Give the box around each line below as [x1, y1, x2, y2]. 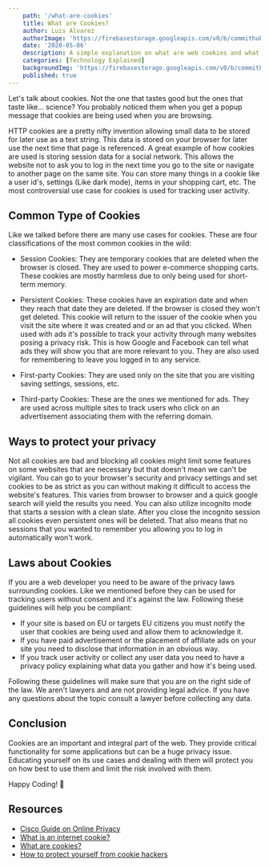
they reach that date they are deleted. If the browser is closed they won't [19, 304, 260, 314]
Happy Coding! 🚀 [8, 779, 65, 788]
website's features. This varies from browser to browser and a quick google [8, 490, 259, 500]
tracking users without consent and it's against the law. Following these [8, 594, 244, 604]
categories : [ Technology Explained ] [22, 57, 146, 65]
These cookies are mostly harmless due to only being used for [19, 271, 227, 281]
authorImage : [22, 34, 66, 43]
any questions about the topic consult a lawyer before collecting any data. [8, 694, 253, 703]
